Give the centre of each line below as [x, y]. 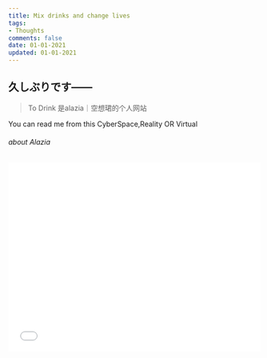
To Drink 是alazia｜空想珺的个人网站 [87, 108]
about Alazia [29, 142]
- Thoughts [26, 30]
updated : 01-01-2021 [43, 53]
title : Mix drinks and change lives [69, 16]
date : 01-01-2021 [37, 46]
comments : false [35, 38]
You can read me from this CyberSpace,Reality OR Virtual [103, 124]
